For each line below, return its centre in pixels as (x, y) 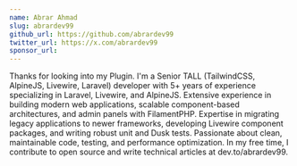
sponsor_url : (34, 51)
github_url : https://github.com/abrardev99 (92, 34)
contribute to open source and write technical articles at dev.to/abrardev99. (149, 152)
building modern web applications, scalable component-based (124, 104)
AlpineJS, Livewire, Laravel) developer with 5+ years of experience (133, 86)
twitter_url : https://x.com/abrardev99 (84, 42)
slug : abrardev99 (42, 26)
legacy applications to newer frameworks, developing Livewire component (146, 124)
